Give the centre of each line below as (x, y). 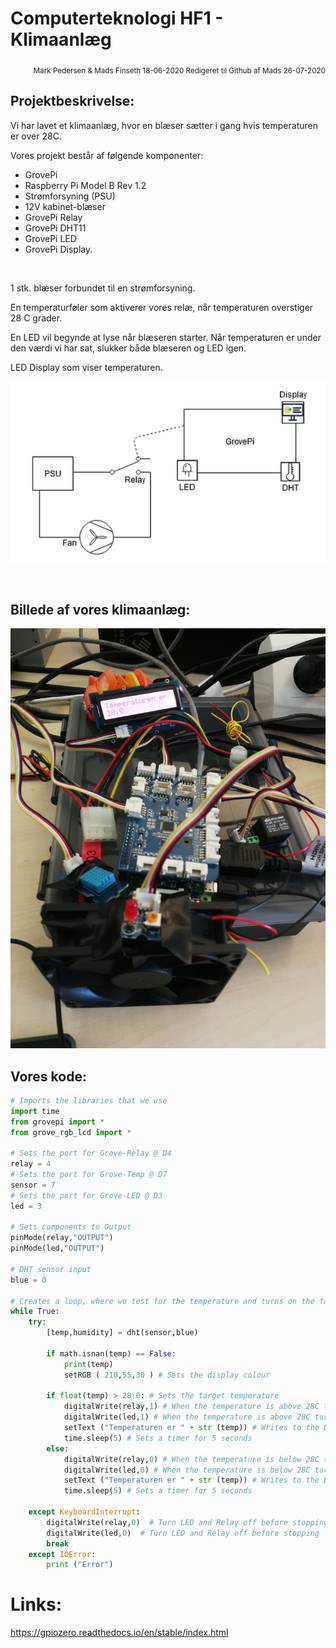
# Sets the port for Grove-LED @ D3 (86, 1195)
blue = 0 (28, 1280)
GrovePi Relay (53, 217)
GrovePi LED (50, 238)
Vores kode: (48, 1076)
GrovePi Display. (58, 249)
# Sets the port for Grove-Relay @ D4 (91, 1153)
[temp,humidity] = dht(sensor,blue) (122, 1333)
